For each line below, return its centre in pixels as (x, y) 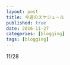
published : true (26, 23)
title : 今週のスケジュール (35, 17)
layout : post (22, 12)
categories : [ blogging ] (36, 34)
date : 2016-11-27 (28, 28)
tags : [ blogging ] (28, 39)
